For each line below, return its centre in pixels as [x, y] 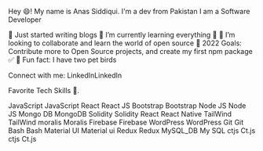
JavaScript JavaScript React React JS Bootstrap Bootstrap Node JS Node [127, 106]
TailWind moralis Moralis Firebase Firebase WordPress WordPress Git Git [126, 122]
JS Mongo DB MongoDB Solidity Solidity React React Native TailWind [120, 114]
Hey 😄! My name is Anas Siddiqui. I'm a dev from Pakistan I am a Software [129, 11]
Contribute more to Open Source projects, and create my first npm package [130, 51]
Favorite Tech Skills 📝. [44, 90]
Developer [25, 20]
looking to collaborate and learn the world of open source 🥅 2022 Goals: [125, 43]
